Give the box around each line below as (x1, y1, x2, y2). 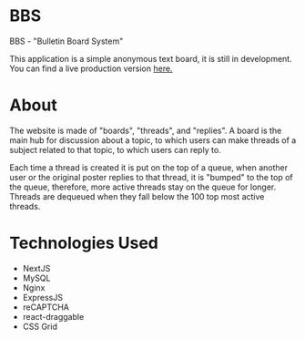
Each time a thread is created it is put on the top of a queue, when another (9, 161, 289, 173)
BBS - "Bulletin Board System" (9, 36, 124, 46)
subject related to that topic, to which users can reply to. (9, 144, 221, 155)
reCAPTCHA (22, 302, 70, 313)
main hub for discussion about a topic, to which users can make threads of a (9, 134, 297, 146)
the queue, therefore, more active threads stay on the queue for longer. (9, 181, 277, 192)
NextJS (22, 262, 51, 273)
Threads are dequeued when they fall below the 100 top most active (9, 190, 265, 201)
